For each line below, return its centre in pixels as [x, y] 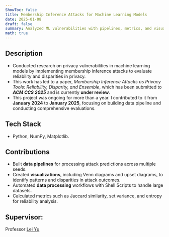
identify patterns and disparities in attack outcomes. [66, 180]
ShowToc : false [21, 10]
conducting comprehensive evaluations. [54, 108]
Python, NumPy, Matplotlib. [41, 136]
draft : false [19, 24]
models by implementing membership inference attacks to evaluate [82, 71]
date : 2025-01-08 [23, 19]
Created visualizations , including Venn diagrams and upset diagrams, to [88, 175]
